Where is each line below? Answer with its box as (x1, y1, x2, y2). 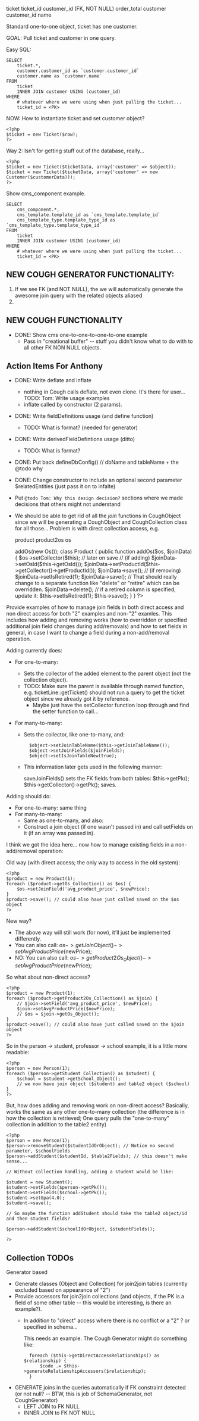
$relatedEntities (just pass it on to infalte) (14, 483, 116, 490)
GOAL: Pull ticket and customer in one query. (6, 35, 116, 41)
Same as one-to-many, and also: (23, 817, 104, 824)
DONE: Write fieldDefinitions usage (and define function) (14, 413, 154, 420)
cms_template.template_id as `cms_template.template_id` (17, 212, 161, 218)
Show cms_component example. (6, 190, 86, 197)
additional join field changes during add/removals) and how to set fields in (6, 623, 188, 630)
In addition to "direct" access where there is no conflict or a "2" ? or (23, 1317, 190, 1324)
